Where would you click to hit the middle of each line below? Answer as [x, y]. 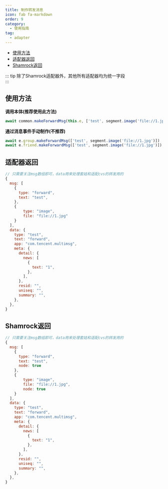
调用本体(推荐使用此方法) [31, 111]
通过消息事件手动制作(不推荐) [35, 131]
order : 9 [14, 19]
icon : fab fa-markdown [29, 15]
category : [15, 24]
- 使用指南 [19, 29]
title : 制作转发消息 [24, 10]
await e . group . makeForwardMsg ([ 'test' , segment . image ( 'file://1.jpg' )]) [82, 141]
